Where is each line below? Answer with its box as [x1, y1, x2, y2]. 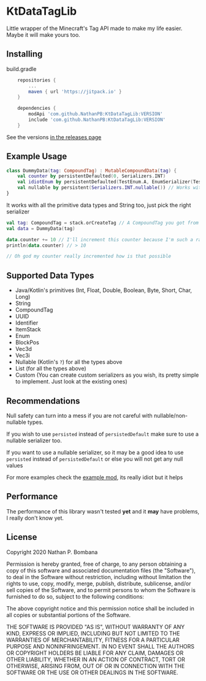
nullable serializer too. [6, 437, 63, 444]
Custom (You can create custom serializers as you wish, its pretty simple [15, 371, 199, 379]
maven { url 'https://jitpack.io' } [28, 88, 122, 94]
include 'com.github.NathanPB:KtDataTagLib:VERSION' [28, 117, 166, 123]
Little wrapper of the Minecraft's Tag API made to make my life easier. [6, 25, 183, 32]
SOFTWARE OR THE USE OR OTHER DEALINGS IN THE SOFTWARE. [6, 669, 178, 676]
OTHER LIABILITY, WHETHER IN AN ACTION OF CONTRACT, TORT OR [6, 655, 185, 663]
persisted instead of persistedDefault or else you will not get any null [6, 455, 183, 463]
